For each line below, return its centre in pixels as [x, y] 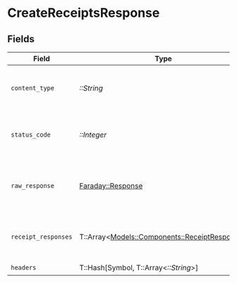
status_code [31, 135]
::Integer [93, 135]
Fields [21, 39]
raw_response [33, 185]
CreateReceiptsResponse [84, 13]
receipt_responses [42, 237]
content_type [33, 88]
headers [24, 268]
